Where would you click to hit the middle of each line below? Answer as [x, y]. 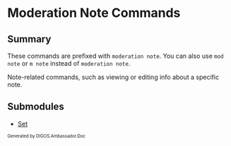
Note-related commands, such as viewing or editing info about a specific [113, 77]
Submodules [36, 107]
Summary [29, 39]
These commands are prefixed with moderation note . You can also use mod [115, 56]
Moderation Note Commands [94, 13]
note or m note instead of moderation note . [69, 63]
